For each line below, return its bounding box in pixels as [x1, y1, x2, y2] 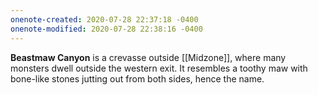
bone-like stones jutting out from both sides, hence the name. [10, 72, 265, 85]
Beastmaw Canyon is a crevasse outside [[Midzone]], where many [10, 51, 287, 63]
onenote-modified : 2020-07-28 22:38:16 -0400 [10, 24, 203, 34]
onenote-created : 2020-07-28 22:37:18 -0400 [10, 14, 199, 25]
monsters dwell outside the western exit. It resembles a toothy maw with [10, 62, 308, 74]
